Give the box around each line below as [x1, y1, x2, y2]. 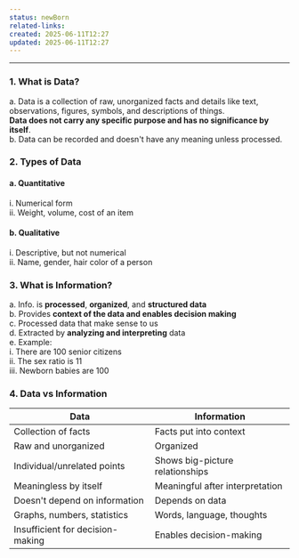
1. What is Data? [9, 76, 80, 88]
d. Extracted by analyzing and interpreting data [9, 328, 186, 338]
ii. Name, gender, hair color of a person [9, 256, 153, 267]
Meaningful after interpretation [154, 480, 283, 492]
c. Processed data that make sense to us [9, 318, 158, 329]
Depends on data [154, 495, 227, 507]
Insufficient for [13, 523, 76, 536]
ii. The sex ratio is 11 [9, 356, 83, 367]
